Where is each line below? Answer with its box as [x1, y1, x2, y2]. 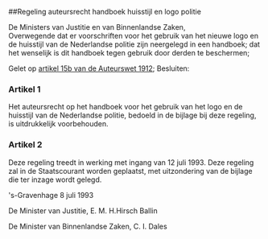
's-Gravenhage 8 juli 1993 [8, 190, 94, 200]
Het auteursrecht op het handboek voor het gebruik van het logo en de [8, 102, 243, 112]
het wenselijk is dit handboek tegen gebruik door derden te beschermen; [8, 48, 250, 57]
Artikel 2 [8, 139, 43, 150]
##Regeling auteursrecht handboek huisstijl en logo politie [8, 7, 201, 16]
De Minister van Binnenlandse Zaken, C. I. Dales [8, 221, 167, 231]
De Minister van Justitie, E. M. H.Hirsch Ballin [8, 205, 159, 216]
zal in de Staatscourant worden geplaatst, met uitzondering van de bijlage [8, 166, 253, 175]
